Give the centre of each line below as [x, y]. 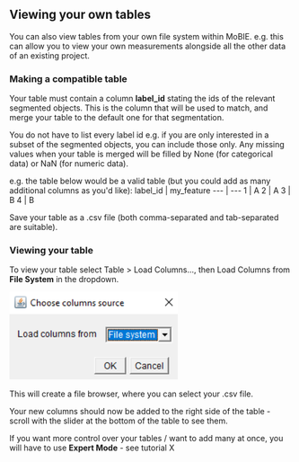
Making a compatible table [68, 78]
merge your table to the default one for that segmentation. [117, 118]
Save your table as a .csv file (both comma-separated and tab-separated [144, 218]
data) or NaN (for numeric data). [69, 164]
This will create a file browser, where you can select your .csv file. [132, 394]
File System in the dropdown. [64, 280]
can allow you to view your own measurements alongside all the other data [148, 46]
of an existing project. [49, 55]
